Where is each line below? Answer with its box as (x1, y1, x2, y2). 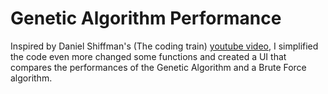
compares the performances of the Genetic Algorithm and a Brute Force (10, 61, 307, 73)
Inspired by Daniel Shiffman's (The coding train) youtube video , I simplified (10, 40, 319, 52)
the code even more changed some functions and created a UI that (10, 50, 287, 62)
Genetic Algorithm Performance (10, 7, 282, 30)
